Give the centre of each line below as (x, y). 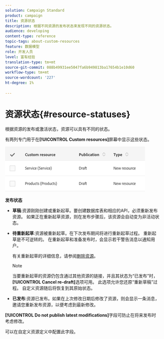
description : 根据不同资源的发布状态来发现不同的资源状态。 (59, 26)
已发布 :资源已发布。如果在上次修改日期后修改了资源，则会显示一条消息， (86, 298)
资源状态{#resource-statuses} (68, 114)
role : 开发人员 (19, 52)
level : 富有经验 (20, 57)
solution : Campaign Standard (35, 10)
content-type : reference (30, 36)
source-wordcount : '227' (30, 78)
